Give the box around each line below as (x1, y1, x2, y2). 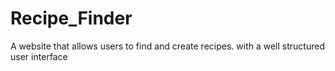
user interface (10, 50, 68, 62)
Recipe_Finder (10, 7, 133, 30)
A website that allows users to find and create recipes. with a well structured (10, 40, 325, 52)
